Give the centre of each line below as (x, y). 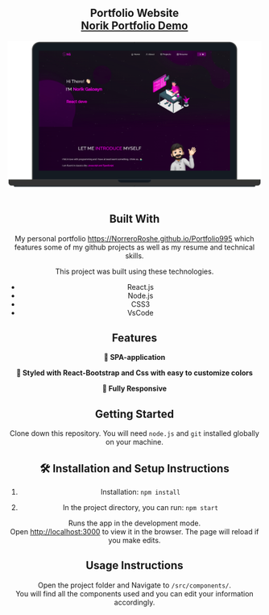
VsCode (141, 312)
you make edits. (134, 540)
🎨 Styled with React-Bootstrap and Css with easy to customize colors (134, 373)
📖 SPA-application (134, 358)
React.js (141, 287)
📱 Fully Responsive (134, 389)
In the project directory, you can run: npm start (141, 507)
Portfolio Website (134, 13)
